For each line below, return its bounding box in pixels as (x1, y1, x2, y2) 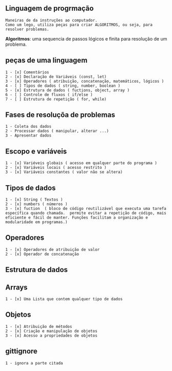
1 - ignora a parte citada (5, 360, 63, 366)
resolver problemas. (5, 27, 50, 32)
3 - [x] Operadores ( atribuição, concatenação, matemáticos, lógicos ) (5, 79, 164, 84)
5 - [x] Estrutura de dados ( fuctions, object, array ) (5, 87, 130, 93)
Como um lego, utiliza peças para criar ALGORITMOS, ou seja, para (5, 22, 153, 27)
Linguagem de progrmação (5, 4, 94, 13)
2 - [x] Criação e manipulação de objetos (5, 328, 98, 334)
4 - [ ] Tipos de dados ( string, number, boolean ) (5, 83, 121, 88)
